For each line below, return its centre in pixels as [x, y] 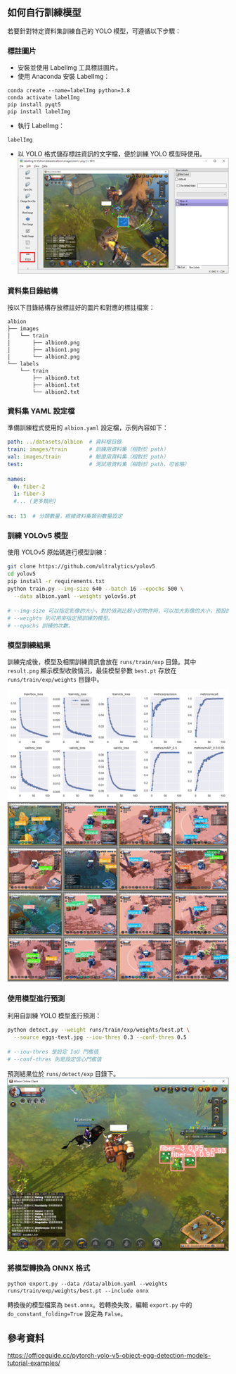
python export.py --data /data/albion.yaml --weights [88, 1284]
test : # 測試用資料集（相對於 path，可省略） [98, 464]
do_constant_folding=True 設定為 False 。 [67, 1314]
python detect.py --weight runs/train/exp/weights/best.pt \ [99, 1030]
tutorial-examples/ [34, 1363]
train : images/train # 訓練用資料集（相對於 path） [88, 449]
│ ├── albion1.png [44, 350]
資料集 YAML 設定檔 [41, 411]
